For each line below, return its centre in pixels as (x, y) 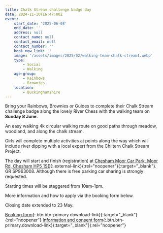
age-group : (25, 74)
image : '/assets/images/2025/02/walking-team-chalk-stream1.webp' (83, 55)
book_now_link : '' (33, 51)
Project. (13, 151)
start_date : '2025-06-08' (41, 23)
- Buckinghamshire (42, 92)
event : (12, 19)
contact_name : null (34, 37)
